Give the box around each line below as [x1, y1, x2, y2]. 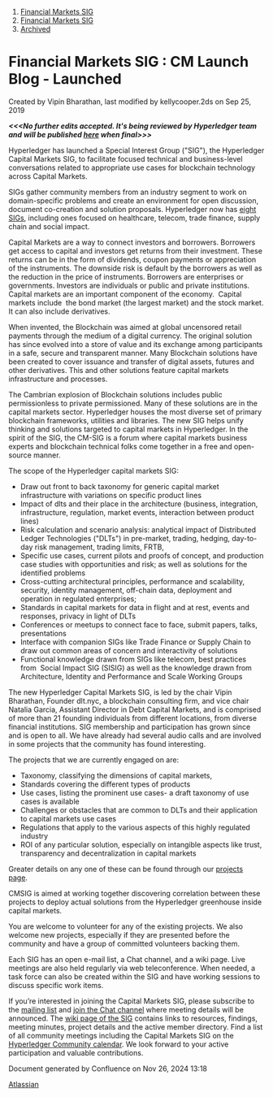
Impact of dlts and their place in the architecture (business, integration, [19, 499, 258, 509]
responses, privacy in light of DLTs [19, 611, 136, 621]
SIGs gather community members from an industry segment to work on [8, 187, 247, 197]
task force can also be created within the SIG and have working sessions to [8, 971, 261, 982]
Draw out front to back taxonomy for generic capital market [19, 481, 219, 491]
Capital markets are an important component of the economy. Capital [8, 288, 242, 299]
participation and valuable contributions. [8, 1047, 144, 1057]
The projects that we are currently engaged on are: [8, 755, 180, 765]
